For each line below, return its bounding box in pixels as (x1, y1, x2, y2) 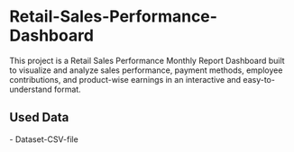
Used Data (9, 110, 69, 125)
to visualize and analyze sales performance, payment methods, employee (9, 65, 283, 76)
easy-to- (243, 74, 275, 85)
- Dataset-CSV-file (9, 133, 78, 145)
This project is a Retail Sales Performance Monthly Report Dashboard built (9, 55, 286, 66)
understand (9, 84, 52, 94)
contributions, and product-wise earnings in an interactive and (9, 74, 242, 85)
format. (53, 84, 81, 94)
